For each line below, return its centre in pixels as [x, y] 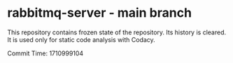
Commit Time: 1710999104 [45, 53]
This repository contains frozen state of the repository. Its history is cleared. [116, 32]
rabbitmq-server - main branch [100, 13]
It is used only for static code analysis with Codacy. [81, 39]
